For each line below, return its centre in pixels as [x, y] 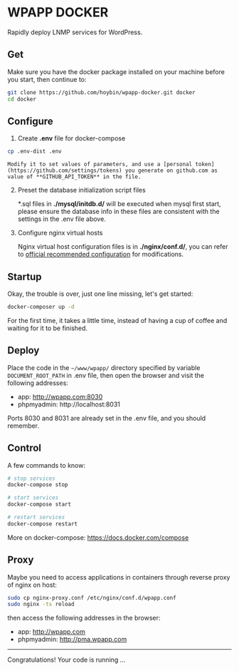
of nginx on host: [32, 585]
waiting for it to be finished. [47, 328]
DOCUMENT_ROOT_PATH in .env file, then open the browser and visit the [106, 375]
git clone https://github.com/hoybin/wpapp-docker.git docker [101, 92]
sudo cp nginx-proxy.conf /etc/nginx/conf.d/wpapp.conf [92, 598]
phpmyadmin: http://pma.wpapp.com [72, 640]
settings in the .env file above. [62, 219]
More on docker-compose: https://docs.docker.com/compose [98, 537]
